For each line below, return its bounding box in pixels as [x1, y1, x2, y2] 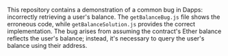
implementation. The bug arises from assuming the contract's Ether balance [7, 27, 222, 35]
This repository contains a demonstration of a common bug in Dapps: [7, 6, 203, 13]
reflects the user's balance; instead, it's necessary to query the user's [7, 34, 205, 43]
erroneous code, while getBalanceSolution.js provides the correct [7, 20, 196, 28]
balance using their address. [7, 42, 88, 49]
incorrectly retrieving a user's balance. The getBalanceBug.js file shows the [7, 13, 220, 21]
